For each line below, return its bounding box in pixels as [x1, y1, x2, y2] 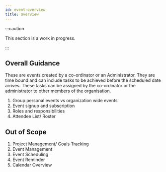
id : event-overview [5, 7, 46, 12]
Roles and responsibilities [12, 108, 65, 114]
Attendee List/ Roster [12, 114, 56, 119]
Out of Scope [5, 127, 47, 136]
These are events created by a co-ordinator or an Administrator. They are [5, 72, 155, 78]
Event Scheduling [12, 152, 49, 158]
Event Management [12, 146, 53, 152]
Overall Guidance [5, 59, 60, 67]
